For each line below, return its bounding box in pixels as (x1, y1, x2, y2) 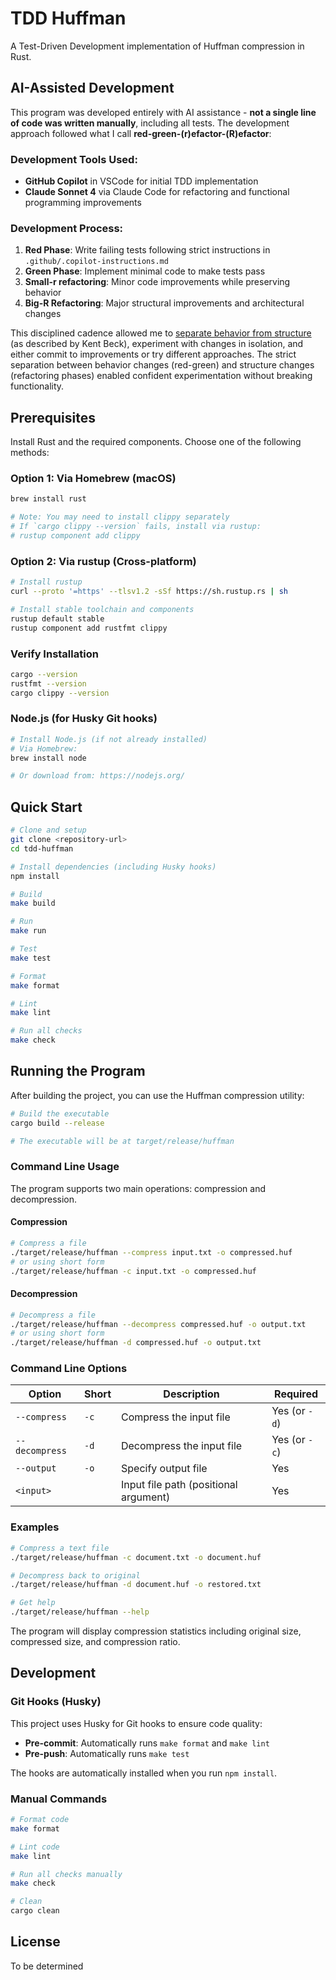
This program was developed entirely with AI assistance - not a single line (10, 106, 317, 118)
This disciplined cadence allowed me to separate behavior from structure (10, 327, 312, 339)
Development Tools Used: (10, 152, 138, 166)
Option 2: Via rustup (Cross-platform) (10, 554, 197, 568)
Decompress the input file (120, 1439, 243, 1453)
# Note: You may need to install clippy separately (10, 512, 230, 522)
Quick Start (10, 798, 83, 816)
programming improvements (24, 197, 142, 209)
